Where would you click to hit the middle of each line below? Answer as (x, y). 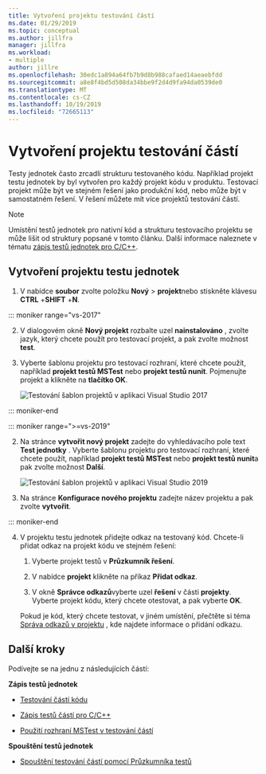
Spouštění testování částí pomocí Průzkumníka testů (106, 761)
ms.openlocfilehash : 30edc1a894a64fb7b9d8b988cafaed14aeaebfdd (115, 75)
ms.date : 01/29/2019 (43, 23)
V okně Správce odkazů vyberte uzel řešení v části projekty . (131, 591)
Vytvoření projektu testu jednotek (94, 272)
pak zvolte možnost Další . (63, 466)
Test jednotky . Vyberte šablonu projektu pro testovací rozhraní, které (135, 450)
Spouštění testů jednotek (51, 745)
